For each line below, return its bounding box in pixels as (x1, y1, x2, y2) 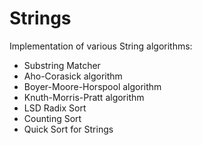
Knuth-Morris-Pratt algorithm (23, 91, 145, 103)
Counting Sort (23, 112, 82, 124)
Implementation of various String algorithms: (9, 40, 193, 52)
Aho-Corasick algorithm (23, 70, 123, 82)
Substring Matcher (23, 59, 101, 71)
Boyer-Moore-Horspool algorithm (23, 80, 162, 92)
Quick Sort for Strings (23, 123, 114, 135)
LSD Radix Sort (23, 102, 87, 114)
